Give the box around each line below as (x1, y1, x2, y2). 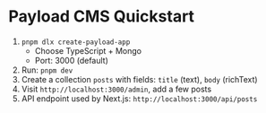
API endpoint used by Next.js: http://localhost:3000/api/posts (21, 92, 258, 104)
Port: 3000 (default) (34, 55, 109, 65)
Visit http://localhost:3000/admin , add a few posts (21, 83, 212, 94)
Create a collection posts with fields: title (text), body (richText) (21, 74, 258, 84)
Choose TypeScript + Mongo (34, 45, 142, 56)
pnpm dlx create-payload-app (21, 38, 131, 47)
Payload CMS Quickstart (8, 6, 194, 27)
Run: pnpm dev (21, 65, 73, 75)
